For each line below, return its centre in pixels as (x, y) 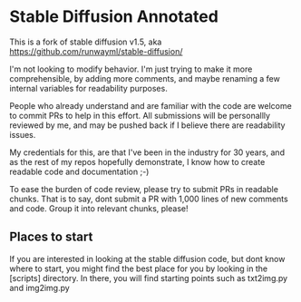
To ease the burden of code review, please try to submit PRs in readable (144, 189)
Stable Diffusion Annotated (114, 17)
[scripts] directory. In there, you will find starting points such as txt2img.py (149, 278)
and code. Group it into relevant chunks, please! (99, 208)
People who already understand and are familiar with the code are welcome (150, 105)
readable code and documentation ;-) (79, 171)
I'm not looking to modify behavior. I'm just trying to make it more (131, 69)
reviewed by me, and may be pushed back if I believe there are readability (147, 125)
